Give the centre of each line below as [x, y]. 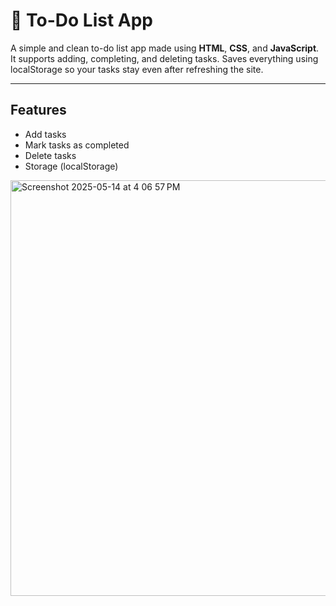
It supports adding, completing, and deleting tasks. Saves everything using [164, 58]
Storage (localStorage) [71, 166]
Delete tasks [50, 155]
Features [38, 110]
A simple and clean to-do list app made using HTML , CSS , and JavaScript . [165, 48]
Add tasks [45, 134]
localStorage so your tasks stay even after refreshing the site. [137, 69]
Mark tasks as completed [77, 145]
